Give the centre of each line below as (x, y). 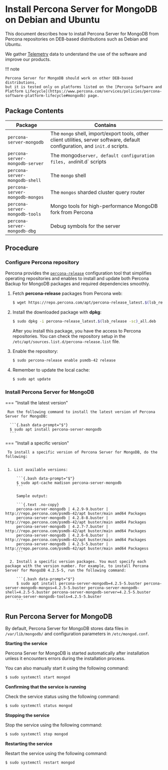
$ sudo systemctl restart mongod (40, 762)
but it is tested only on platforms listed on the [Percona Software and (84, 87)
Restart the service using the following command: (56, 753)
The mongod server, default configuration (102, 155)
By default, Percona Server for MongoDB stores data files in (67, 628)
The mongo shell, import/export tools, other (99, 133)
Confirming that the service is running (46, 686)
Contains (105, 125)
